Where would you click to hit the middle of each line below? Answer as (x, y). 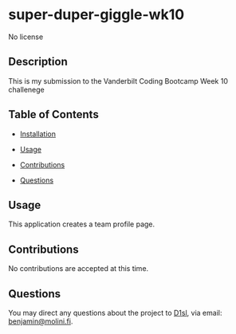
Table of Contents (54, 114)
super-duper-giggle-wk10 (96, 15)
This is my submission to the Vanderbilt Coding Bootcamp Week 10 (118, 81)
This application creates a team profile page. (82, 224)
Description (38, 62)
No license (26, 37)
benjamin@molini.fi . (41, 321)
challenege (27, 89)
